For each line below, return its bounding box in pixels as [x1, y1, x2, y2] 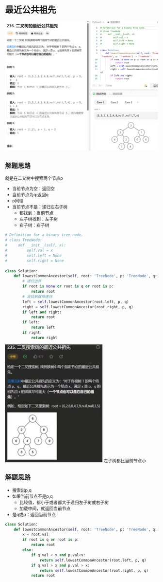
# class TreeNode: [5, 238, 42, 243]
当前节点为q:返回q [12, 192, 49, 198]
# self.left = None [5, 253, 62, 258]
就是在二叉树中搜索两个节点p [5, 175, 63, 181]
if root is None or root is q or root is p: [22, 284, 114, 289]
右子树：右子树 [19, 222, 49, 228]
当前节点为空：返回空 [12, 186, 55, 191]
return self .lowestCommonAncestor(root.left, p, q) [39, 558, 147, 563]
